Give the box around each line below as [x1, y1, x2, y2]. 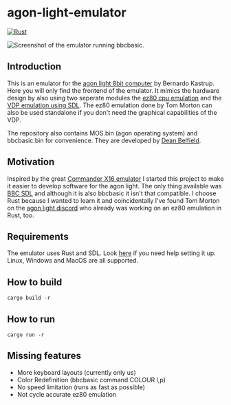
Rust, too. [7, 211, 34, 219]
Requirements [7, 230, 69, 242]
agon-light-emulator [7, 5, 126, 21]
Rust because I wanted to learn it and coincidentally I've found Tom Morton [7, 196, 220, 204]
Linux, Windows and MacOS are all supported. [7, 256, 139, 265]
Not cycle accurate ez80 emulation [16, 390, 117, 398]
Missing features [7, 350, 81, 362]
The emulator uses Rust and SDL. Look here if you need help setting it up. [7, 249, 217, 257]
